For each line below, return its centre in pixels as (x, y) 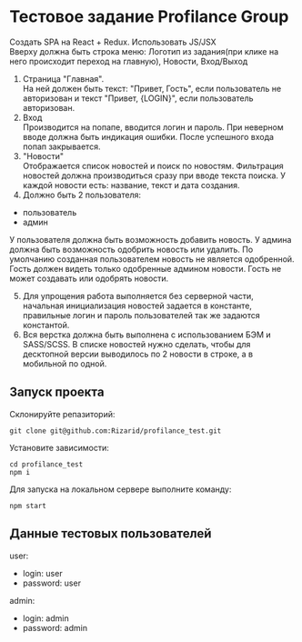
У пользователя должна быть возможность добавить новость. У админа (151, 239)
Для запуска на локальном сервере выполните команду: (121, 489)
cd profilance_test (46, 464)
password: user (52, 583)
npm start (28, 506)
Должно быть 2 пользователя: (82, 195)
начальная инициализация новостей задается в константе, (137, 306)
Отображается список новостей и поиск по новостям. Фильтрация (153, 166)
